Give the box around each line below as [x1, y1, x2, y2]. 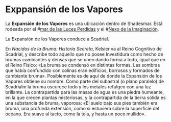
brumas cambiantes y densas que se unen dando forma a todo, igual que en [5, 56, 166, 62]
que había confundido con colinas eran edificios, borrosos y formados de [5, 67, 160, 74]
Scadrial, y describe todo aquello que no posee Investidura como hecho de [5, 51, 163, 57]
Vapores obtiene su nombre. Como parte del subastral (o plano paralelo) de [5, 78, 164, 84]
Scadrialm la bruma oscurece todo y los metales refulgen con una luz [5, 83, 152, 90]
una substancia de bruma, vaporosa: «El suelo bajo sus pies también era [5, 100, 158, 106]
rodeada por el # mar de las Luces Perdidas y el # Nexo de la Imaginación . [5, 26, 159, 32]
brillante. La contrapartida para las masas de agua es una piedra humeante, [5, 89, 164, 95]
